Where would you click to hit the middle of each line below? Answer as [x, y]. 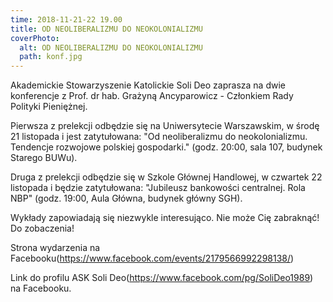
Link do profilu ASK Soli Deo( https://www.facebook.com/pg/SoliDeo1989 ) [162, 278]
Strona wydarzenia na [55, 248]
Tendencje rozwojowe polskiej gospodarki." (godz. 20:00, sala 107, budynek [166, 147]
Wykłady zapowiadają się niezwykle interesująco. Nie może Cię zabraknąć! [165, 218]
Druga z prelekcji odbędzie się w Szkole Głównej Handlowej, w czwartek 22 [166, 177]
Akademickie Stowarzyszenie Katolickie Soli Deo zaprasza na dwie [148, 85]
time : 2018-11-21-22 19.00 [66, 19]
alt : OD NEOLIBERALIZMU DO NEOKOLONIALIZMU [111, 47]
